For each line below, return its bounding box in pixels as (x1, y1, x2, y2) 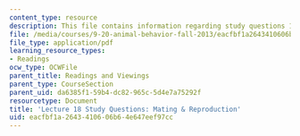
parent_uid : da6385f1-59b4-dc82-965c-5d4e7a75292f (9, 88, 202, 97)
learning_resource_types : (9, 47, 105, 55)
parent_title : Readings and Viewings (9, 72, 150, 81)
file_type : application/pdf (9, 38, 114, 47)
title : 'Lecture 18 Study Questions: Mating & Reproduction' (9, 105, 242, 114)
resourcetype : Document (9, 96, 98, 106)
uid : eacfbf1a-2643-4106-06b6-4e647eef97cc (9, 113, 174, 122)
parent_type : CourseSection (9, 80, 114, 89)
